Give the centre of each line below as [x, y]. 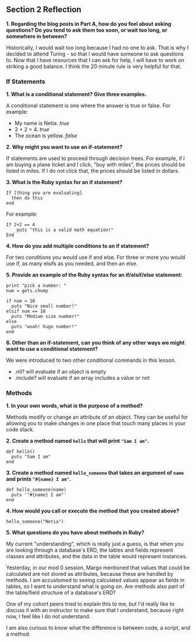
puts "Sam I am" [31, 457]
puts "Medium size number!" [46, 317]
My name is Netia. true [42, 123]
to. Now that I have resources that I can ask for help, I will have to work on [95, 60]
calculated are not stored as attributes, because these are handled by [90, 574]
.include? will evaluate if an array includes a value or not [82, 378]
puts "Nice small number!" [44, 306]
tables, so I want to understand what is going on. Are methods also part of [95, 586]
